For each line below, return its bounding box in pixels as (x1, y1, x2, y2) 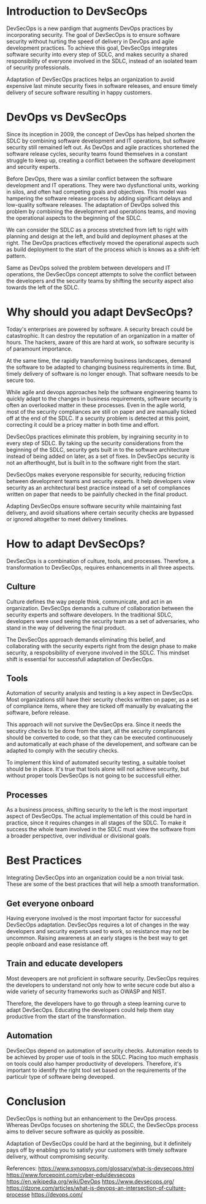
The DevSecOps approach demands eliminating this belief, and (6, 635, 166, 643)
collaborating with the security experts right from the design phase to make (6, 642, 197, 650)
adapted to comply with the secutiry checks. (6, 747, 119, 755)
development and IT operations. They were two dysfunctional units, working (6, 181, 199, 188)
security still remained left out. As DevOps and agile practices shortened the (6, 143, 199, 151)
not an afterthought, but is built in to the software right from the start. (6, 459, 181, 466)
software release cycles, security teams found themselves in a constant (6, 150, 188, 157)
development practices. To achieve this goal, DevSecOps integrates (6, 44, 178, 52)
